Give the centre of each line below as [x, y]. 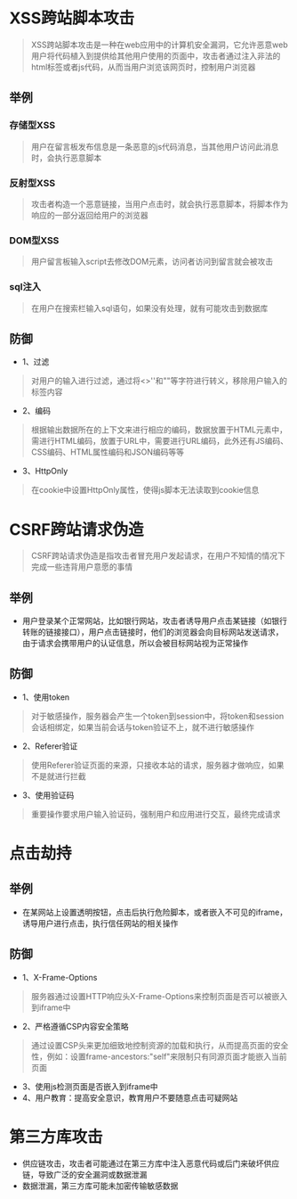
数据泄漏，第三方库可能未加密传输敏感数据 [100, 1186]
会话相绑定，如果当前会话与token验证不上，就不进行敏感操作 [143, 727]
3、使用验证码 [48, 795]
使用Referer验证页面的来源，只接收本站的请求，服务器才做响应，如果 [157, 765]
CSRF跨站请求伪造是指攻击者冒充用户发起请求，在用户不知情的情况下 [158, 556]
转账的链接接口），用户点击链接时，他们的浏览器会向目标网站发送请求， [153, 632]
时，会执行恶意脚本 [66, 158]
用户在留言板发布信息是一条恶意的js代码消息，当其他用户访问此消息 [155, 146]
